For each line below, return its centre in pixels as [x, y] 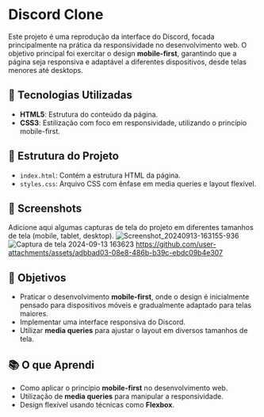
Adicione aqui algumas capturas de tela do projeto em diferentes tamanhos [131, 228]
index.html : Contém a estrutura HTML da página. [100, 175]
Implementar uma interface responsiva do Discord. [103, 322]
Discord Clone [56, 15]
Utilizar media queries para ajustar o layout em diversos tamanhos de [134, 331]
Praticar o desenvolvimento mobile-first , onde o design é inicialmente [134, 297]
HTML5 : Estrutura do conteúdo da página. [89, 114]
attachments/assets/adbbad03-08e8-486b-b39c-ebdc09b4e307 [116, 253]
